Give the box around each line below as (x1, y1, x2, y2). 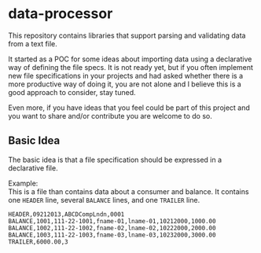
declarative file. (8, 163, 58, 173)
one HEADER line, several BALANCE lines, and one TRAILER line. (8, 195, 200, 204)
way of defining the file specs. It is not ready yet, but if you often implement (8, 62, 254, 71)
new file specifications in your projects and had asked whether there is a (8, 71, 244, 80)
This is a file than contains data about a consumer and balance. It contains (8, 186, 249, 196)
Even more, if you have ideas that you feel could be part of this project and (8, 103, 250, 112)
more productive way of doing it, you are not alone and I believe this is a (8, 79, 241, 89)
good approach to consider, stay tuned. (8, 87, 136, 97)
